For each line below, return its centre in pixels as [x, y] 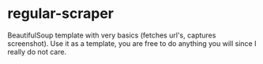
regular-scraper [61, 14]
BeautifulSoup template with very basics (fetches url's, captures [112, 35]
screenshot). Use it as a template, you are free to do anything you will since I [132, 43]
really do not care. [37, 52]
